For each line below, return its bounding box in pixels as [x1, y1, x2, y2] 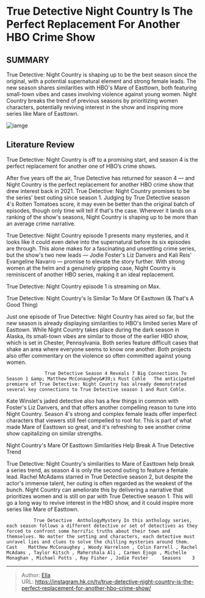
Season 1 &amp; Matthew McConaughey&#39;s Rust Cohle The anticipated [6, 376, 195, 382]
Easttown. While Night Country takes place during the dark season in [6, 326, 180, 333]
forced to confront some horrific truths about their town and [6, 528, 171, 534]
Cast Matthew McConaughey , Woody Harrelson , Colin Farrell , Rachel [6, 544, 198, 550]
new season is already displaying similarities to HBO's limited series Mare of [6, 319, 198, 327]
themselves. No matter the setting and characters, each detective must [6, 533, 195, 540]
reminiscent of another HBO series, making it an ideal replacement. [6, 271, 175, 278]
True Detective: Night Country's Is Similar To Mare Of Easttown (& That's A [6, 294, 194, 301]
